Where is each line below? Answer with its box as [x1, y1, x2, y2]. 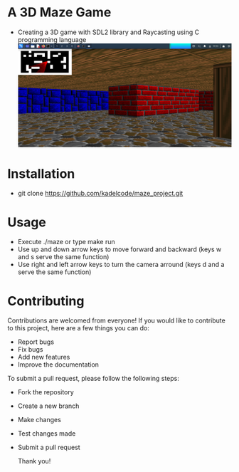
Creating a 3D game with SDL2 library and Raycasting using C [17, 28, 200, 36]
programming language [17, 35, 87, 43]
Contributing [7, 293, 85, 309]
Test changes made [17, 429, 76, 438]
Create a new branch [17, 402, 80, 410]
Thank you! [17, 457, 51, 466]
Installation [7, 165, 75, 182]
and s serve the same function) [17, 253, 110, 261]
